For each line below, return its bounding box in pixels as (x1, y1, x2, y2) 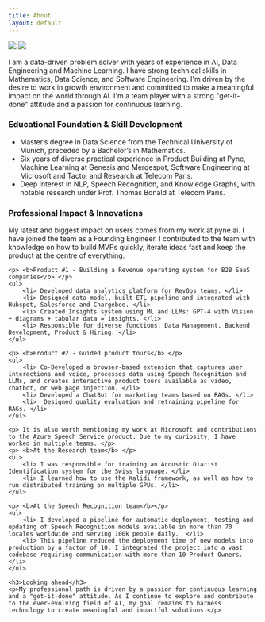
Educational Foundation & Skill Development (8, 119, 182, 130)
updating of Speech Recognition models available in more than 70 (8, 523, 232, 532)
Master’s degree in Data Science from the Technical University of (19, 136, 233, 147)
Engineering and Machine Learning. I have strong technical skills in (8, 65, 227, 75)
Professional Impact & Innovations (8, 207, 144, 218)
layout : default (8, 19, 62, 27)
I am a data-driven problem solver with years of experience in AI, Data (8, 57, 238, 67)
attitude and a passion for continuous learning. (29, 99, 182, 109)
